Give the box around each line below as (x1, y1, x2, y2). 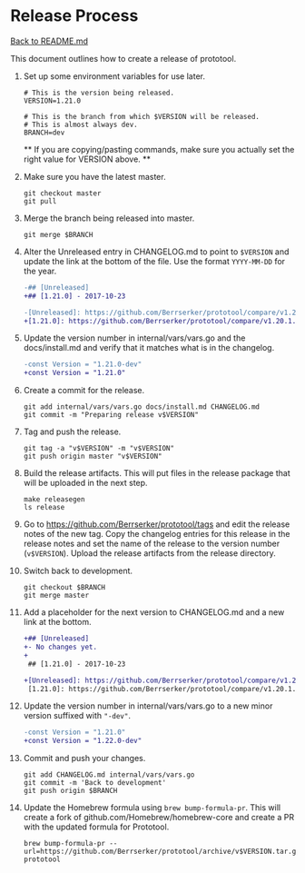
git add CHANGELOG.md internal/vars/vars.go (23, 770, 195, 779)
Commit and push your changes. (23, 753, 146, 764)
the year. (23, 265, 57, 276)
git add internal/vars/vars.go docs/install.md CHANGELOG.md (23, 402, 261, 412)
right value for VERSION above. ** (23, 154, 152, 164)
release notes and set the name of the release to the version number (23, 538, 280, 550)
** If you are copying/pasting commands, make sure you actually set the (23, 144, 295, 154)
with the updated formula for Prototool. (23, 821, 170, 832)
